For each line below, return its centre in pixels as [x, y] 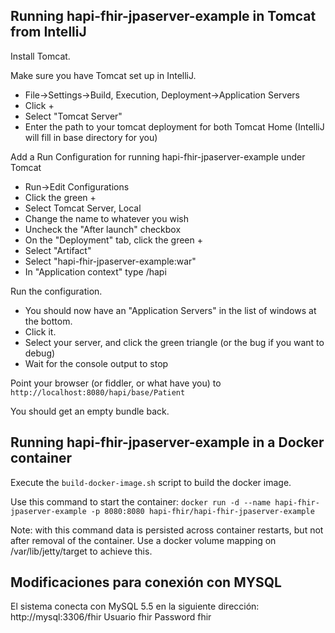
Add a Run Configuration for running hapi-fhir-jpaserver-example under [158, 156]
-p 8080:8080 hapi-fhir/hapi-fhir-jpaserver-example [202, 511]
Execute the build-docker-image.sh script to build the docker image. [151, 482]
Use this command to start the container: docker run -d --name [141, 501]
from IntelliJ [48, 32]
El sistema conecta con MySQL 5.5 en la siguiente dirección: [135, 606]
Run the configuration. [56, 291]
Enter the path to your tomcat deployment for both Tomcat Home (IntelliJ [174, 126]
